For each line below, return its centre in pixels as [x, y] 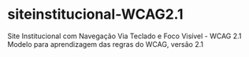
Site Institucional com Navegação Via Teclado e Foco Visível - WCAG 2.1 [124, 36]
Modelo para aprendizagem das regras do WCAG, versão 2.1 [106, 44]
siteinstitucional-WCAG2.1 [95, 14]
